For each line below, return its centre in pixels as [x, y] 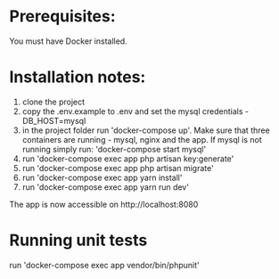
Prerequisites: [62, 16]
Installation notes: [78, 77]
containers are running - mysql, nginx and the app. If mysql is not [142, 139]
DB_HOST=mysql [54, 120]
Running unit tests [78, 240]
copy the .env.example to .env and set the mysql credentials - [135, 111]
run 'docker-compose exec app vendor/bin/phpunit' [104, 265]
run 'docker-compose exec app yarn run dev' [106, 187]
